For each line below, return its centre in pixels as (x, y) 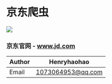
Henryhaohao (69, 62)
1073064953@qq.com (69, 72)
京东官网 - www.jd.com (41, 46)
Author (20, 62)
